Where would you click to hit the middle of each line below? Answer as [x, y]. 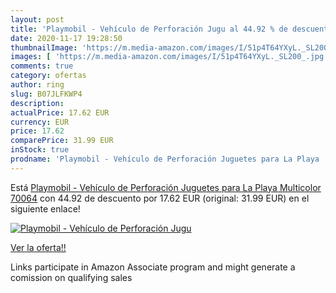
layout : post [37, 19]
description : [37, 103]
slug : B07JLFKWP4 [46, 94]
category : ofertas [48, 76]
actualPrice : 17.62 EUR [60, 112]
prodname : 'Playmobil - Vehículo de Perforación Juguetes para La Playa [165, 159]
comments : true [42, 66]
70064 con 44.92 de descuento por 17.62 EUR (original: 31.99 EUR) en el [160, 198]
